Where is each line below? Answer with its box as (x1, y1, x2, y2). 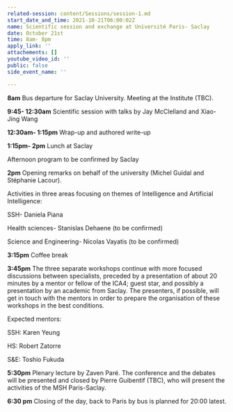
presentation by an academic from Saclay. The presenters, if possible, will (7, 286, 219, 294)
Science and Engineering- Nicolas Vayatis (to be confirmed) (7, 237, 179, 246)
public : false (7, 62, 49, 69)
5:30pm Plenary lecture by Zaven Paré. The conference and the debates (7, 368, 216, 377)
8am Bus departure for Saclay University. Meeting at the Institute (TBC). (7, 93, 214, 102)
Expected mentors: (7, 315, 62, 323)
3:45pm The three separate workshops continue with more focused (7, 264, 202, 272)
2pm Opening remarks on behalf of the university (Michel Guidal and (7, 168, 204, 177)
